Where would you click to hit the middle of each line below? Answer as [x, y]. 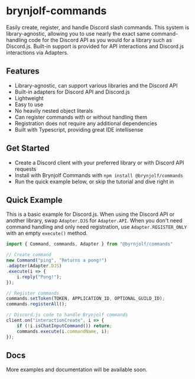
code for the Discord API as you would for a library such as [100, 40]
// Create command [29, 255]
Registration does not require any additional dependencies [86, 123]
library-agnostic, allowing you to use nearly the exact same [78, 33]
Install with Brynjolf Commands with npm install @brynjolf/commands [99, 175]
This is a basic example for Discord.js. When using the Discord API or [90, 214]
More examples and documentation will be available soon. [77, 370]
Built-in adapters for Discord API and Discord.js [72, 92]
